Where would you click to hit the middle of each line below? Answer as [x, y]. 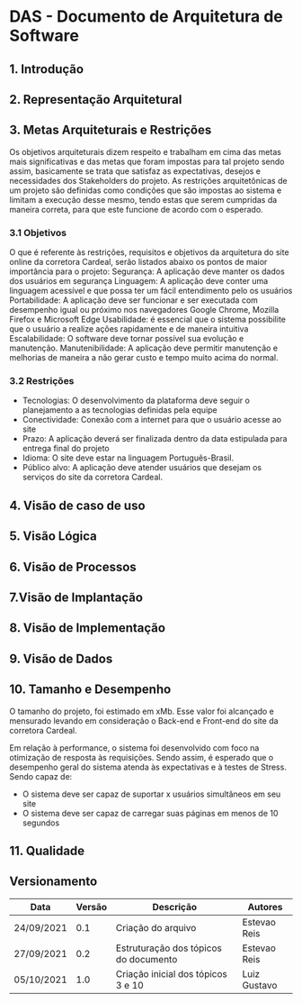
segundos [41, 823]
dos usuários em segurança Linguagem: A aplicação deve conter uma [139, 281]
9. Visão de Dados [61, 658]
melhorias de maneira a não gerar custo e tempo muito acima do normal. [144, 358]
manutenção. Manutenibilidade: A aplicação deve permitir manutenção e [144, 348]
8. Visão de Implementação [88, 628]
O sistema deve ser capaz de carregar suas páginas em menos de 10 [150, 813]
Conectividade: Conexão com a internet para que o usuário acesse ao [151, 420]
